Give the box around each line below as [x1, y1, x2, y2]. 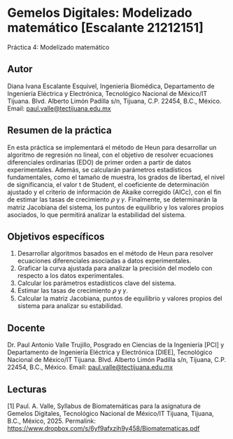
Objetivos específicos [7, 230, 105, 242]
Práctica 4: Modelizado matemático [7, 43, 110, 51]
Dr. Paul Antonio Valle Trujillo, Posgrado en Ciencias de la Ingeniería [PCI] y [7, 341, 225, 349]
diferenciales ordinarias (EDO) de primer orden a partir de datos [7, 158, 191, 166]
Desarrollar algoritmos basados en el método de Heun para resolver [17, 249, 213, 258]
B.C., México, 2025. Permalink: [7, 417, 96, 425]
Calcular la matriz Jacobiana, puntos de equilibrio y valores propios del [17, 294, 223, 302]
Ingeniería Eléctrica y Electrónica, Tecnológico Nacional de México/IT [7, 89, 208, 97]
